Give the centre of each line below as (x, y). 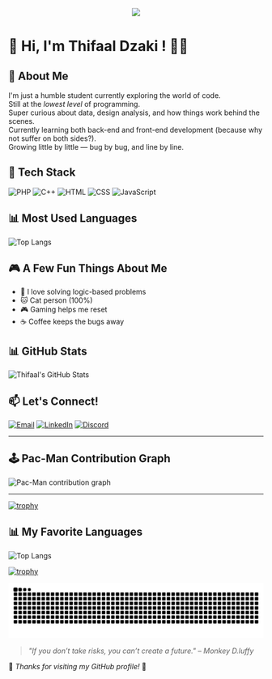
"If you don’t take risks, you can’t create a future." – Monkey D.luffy (141, 651)
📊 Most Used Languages (73, 219)
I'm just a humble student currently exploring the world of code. (115, 95)
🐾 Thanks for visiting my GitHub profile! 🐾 (78, 667)
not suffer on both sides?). (53, 138)
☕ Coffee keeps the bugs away (72, 322)
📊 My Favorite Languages (76, 532)
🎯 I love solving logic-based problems (83, 292)
